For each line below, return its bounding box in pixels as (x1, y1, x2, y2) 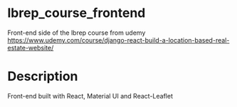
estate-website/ (7, 43, 54, 52)
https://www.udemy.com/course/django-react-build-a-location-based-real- (7, 35, 230, 44)
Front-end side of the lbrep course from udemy (7, 28, 146, 37)
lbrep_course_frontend (7, 5, 146, 21)
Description (7, 69, 78, 84)
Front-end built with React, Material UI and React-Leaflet (7, 91, 173, 100)
